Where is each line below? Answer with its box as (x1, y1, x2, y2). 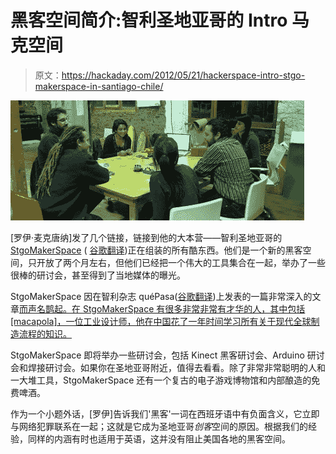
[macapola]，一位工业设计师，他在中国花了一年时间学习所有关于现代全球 (10, 315, 312, 327)
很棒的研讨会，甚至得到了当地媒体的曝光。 (10, 269, 186, 281)
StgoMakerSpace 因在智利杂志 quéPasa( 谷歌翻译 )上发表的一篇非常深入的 (10, 290, 313, 302)
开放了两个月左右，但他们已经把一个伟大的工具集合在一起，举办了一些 (36, 256, 326, 268)
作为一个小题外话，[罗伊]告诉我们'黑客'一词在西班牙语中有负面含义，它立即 (10, 407, 320, 420)
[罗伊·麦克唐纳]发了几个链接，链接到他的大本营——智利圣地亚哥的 (10, 231, 283, 243)
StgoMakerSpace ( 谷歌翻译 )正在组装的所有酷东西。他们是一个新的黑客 (10, 244, 303, 256)
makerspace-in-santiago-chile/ (34, 80, 164, 92)
